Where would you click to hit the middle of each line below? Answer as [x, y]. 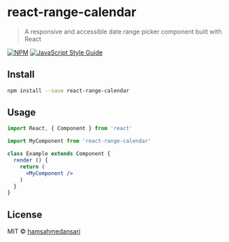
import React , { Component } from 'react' [70, 129]
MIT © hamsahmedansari [44, 232]
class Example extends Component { [59, 154]
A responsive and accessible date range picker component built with [123, 31]
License [25, 214]
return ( [32, 166]
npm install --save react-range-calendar [68, 91]
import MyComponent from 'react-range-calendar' [79, 141]
